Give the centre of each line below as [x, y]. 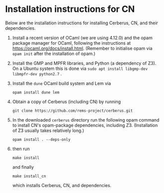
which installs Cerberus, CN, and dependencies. [62, 185]
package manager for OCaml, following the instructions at [71, 43]
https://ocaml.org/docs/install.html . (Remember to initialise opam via [82, 48]
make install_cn [29, 176]
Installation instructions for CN [70, 9]
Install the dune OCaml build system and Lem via [62, 83]
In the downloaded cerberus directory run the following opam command [86, 120]
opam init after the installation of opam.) [54, 54]
